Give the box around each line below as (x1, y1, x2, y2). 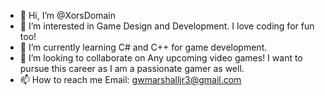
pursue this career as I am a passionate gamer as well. (19, 63, 245, 74)
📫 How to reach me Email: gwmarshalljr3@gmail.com (19, 74, 242, 85)
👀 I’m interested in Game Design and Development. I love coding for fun (19, 20, 315, 32)
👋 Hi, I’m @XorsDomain (19, 10, 117, 21)
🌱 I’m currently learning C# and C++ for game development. (19, 41, 268, 53)
